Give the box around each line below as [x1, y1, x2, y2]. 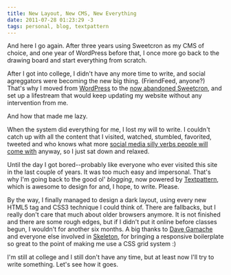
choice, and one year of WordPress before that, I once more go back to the [7, 49, 220, 57]
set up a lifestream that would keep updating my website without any [7, 91, 202, 100]
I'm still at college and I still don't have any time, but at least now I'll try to [7, 253, 214, 261]
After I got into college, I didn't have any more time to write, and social [7, 69, 206, 78]
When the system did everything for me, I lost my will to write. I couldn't [7, 125, 211, 134]
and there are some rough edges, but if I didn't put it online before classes [7, 218, 218, 226]
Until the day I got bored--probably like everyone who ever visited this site [7, 161, 218, 169]
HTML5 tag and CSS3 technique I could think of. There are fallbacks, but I [7, 203, 217, 212]
